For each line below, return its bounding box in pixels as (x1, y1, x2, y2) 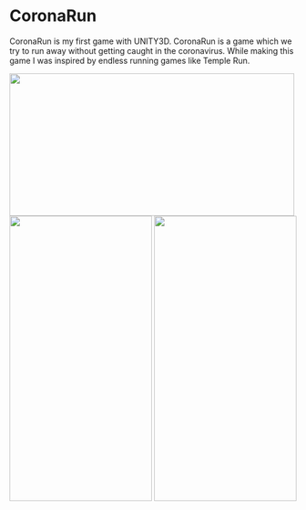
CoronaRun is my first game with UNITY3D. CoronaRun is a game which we (9, 36, 292, 47)
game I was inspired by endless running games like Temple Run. (9, 55, 250, 66)
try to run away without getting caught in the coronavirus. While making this (9, 45, 294, 56)
